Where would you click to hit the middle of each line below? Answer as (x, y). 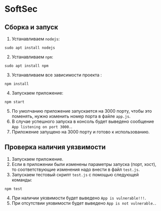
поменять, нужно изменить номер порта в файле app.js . (71, 116)
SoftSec (21, 9)
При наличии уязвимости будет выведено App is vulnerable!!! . (79, 198)
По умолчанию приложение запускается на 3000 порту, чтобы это (82, 111)
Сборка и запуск (31, 27)
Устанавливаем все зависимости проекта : (57, 75)
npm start (15, 102)
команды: (22, 180)
